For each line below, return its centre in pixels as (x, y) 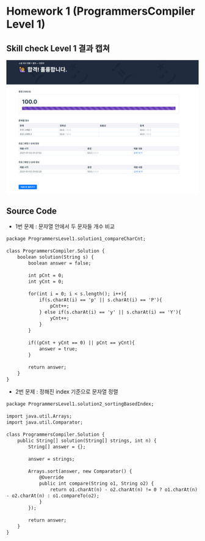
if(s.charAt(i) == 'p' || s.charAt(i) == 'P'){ (101, 300)
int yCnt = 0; (46, 282)
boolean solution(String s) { (56, 257)
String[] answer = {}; (57, 447)
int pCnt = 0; (46, 276)
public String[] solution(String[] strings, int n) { (87, 441)
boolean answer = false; (60, 263)
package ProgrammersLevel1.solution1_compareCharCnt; (76, 239)
